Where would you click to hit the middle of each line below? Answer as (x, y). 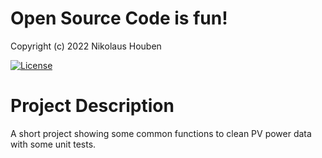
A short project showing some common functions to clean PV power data (161, 133)
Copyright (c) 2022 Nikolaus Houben (86, 46)
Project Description (92, 106)
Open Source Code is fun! (119, 18)
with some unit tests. (53, 144)
